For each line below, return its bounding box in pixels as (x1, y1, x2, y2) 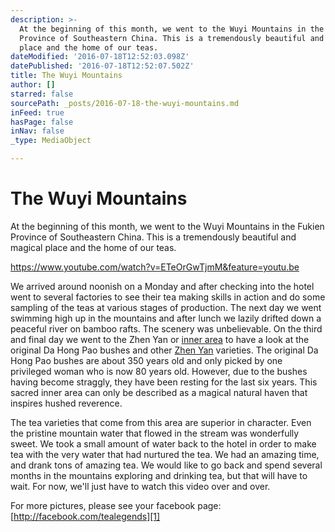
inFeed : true (10, 107, 65, 118)
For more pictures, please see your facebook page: (10, 499, 222, 511)
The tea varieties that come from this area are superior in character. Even (10, 416, 312, 428)
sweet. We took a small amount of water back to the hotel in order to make (10, 437, 317, 450)
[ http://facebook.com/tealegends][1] (10, 510, 161, 522)
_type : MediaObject (10, 136, 92, 146)
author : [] (10, 80, 56, 90)
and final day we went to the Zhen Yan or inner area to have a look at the (10, 333, 310, 345)
